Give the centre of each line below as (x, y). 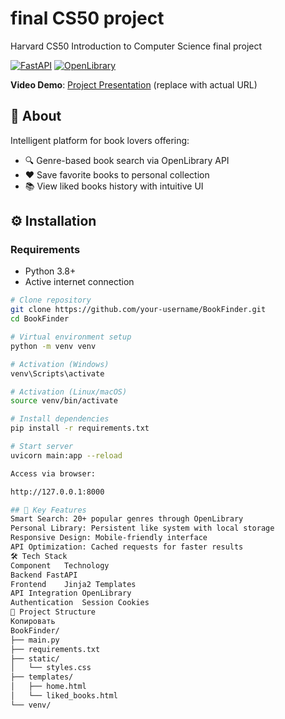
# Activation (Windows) (60, 364)
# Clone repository (51, 300)
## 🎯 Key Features (48, 510)
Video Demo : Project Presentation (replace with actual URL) (134, 84)
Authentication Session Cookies (80, 603)
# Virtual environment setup (71, 337)
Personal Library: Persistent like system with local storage (142, 528)
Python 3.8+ (50, 271)
